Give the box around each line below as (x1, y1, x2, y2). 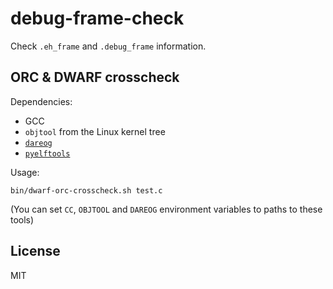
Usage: (10, 166, 40, 178)
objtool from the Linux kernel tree (24, 125, 166, 137)
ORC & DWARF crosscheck (10, 69, 180, 86)
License (10, 243, 61, 260)
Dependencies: (10, 95, 73, 107)
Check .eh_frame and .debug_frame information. (10, 40, 207, 52)
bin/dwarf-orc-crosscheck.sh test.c (10, 185, 163, 196)
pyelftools (24, 148, 71, 159)
